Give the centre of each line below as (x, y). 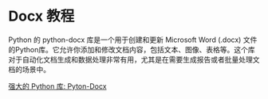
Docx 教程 (41, 16)
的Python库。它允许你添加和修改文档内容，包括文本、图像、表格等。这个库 (132, 49)
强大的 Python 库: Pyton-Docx (57, 86)
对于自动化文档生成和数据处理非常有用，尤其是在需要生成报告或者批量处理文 (134, 59)
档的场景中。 (29, 69)
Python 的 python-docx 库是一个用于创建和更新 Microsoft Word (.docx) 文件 (133, 40)
